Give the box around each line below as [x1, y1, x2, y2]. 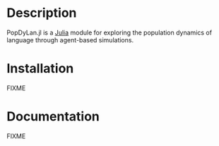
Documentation [6, 109, 100, 125]
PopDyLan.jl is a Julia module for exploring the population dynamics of [6, 28, 213, 37]
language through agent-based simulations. [6, 35, 134, 44]
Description [6, 5, 77, 21]
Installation [6, 61, 74, 77]
